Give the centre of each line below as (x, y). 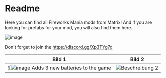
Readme (23, 9)
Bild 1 (59, 59)
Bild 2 (137, 59)
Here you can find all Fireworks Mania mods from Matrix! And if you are (79, 22)
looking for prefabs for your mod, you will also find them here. (69, 27)
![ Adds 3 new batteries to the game (59, 68)
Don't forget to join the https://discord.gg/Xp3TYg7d (59, 47)
